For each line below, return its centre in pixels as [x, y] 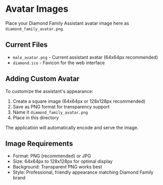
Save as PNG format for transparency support [61, 106]
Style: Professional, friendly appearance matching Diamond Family [83, 172]
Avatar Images [37, 9]
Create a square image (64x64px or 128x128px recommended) [79, 101]
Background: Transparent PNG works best [57, 167]
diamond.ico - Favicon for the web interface [59, 63]
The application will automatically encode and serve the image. [72, 127]
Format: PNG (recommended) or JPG [52, 156]
